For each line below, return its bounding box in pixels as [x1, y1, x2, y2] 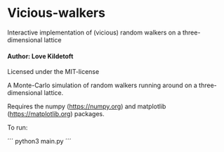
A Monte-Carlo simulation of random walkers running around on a [7, 81, 198, 89]
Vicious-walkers [7, 5, 105, 21]
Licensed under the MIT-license [7, 68, 100, 76]
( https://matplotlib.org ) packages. [7, 110, 105, 118]
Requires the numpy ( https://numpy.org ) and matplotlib [7, 102, 166, 110]
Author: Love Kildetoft [7, 51, 74, 61]
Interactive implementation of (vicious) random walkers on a [7, 28, 181, 37]
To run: [7, 123, 28, 132]
